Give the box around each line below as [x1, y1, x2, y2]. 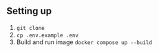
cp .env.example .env [16, 32, 78, 39]
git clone [16, 24, 45, 31]
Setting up [6, 5, 52, 17]
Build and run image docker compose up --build [16, 37, 153, 46]
